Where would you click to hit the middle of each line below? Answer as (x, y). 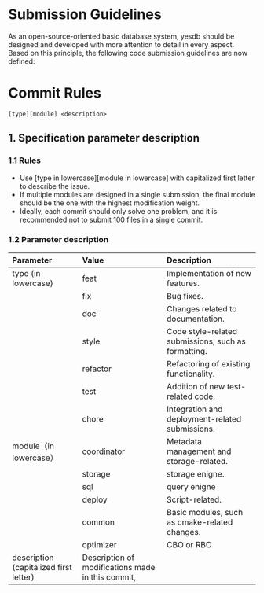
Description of (108, 558)
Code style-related (202, 331)
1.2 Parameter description (59, 240)
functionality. (191, 374)
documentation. (196, 319)
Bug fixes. (185, 296)
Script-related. (194, 499)
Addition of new (196, 386)
